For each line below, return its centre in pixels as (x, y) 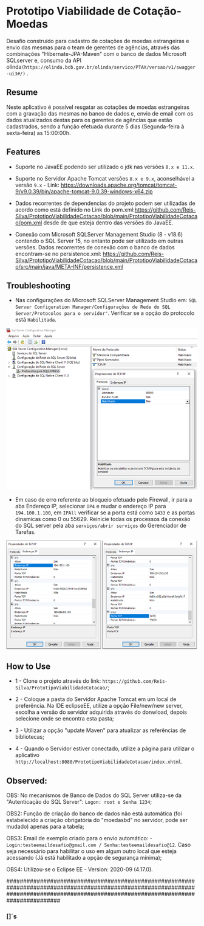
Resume (22, 92)
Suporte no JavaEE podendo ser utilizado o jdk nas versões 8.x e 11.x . (105, 167)
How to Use (29, 666)
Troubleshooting (39, 285)
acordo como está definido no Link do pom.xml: (75, 209)
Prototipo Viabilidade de (68, 11)
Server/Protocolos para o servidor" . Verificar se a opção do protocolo (105, 313)
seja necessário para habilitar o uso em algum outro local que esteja (92, 851)
